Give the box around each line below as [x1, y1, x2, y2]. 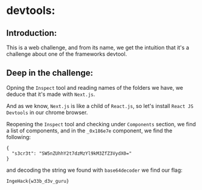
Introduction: [6, 28, 57, 38]
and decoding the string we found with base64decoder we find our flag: [6, 166, 183, 174]
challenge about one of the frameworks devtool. [6, 50, 127, 58]
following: [6, 133, 31, 140]
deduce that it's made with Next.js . [6, 90, 96, 98]
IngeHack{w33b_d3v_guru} [6, 178, 69, 184]
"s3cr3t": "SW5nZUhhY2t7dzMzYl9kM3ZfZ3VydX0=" [12, 150, 132, 157]
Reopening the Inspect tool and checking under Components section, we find [6, 120, 197, 127]
